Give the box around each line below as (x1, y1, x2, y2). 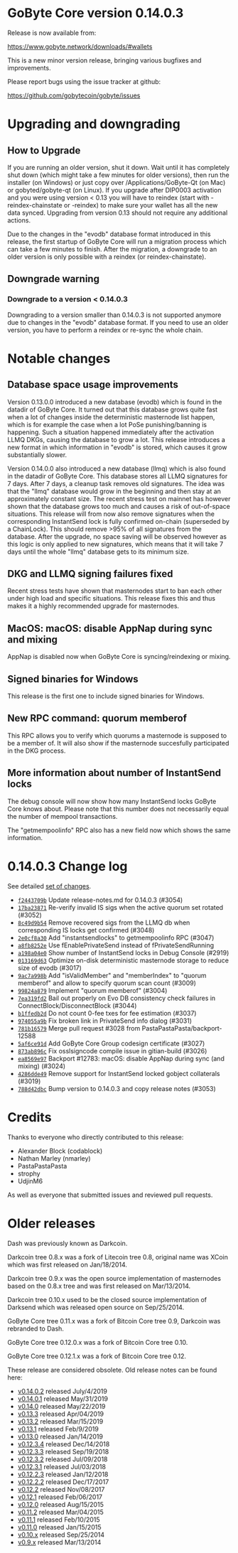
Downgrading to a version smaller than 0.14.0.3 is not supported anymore (7, 311, 222, 319)
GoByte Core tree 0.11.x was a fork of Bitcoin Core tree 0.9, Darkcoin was (7, 1316, 221, 1325)
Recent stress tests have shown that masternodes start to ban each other (7, 586, 222, 595)
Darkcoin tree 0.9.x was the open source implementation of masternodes (7, 1274, 222, 1282)
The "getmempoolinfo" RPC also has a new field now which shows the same (7, 826, 231, 834)
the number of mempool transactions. (7, 812, 118, 820)
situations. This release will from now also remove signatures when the (7, 510, 215, 518)
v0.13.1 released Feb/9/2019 (17, 1424, 99, 1433)
